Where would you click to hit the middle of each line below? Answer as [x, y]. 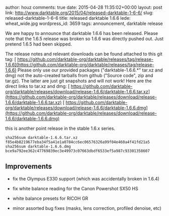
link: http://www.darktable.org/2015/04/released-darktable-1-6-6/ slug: [79, 13]
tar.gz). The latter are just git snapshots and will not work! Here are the [79, 81]
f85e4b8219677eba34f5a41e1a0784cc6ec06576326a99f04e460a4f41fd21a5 [78, 142]
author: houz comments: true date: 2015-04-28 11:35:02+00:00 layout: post [84, 7]
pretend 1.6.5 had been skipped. [39, 44]
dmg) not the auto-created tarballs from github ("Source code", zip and [79, 75]
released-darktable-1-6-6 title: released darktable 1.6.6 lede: [68, 18]
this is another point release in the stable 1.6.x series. [60, 128]
